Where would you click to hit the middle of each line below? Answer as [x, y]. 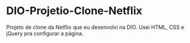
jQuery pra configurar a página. [45, 33]
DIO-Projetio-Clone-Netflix [74, 11]
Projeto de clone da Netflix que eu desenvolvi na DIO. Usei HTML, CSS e [95, 27]
